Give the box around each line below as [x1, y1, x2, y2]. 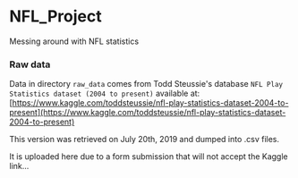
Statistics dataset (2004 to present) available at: [9, 88, 200, 99]
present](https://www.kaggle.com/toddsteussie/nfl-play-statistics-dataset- [9, 107, 286, 118]
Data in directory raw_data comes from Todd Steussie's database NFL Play [9, 79, 284, 89]
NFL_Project [9, 6, 102, 27]
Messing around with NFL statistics [9, 36, 140, 47]
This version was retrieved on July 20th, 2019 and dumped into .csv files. [9, 134, 280, 145]
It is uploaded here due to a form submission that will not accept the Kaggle [9, 151, 288, 162]
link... [9, 161, 30, 172]
